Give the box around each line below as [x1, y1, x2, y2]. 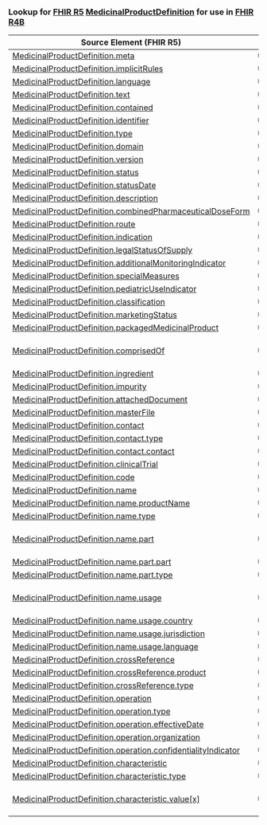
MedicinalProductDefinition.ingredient [12, 368, 154, 379]
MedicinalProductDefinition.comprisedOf [12, 345, 165, 356]
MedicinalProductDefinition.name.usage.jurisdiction [12, 628, 205, 639]
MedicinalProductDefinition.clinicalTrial [12, 459, 159, 470]
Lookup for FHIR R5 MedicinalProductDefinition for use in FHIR [8, 6, 254, 18]
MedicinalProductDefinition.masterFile [12, 407, 156, 418]
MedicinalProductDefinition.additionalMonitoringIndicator [12, 257, 226, 269]
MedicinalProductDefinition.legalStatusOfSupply [12, 245, 193, 256]
